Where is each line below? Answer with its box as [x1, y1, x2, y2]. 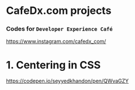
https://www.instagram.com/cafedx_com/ [6, 38, 106, 45]
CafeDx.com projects [6, 4, 112, 17]
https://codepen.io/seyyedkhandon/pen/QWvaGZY [6, 77, 129, 85]
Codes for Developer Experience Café [6, 25, 113, 33]
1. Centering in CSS [6, 58, 101, 71]
